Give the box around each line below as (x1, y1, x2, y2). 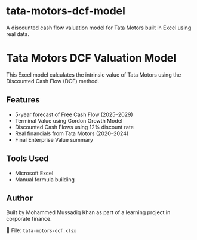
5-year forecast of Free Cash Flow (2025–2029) (14, 111, 133, 118)
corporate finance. (6, 215, 52, 223)
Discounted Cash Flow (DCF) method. (6, 77, 100, 84)
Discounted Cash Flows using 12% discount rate (14, 123, 134, 130)
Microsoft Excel (14, 169, 54, 177)
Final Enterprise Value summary (14, 136, 94, 143)
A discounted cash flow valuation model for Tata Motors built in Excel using (6, 24, 192, 31)
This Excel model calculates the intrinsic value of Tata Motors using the (6, 71, 181, 78)
